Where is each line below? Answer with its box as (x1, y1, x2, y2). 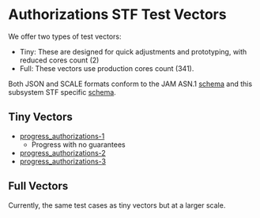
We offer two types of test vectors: (8, 32, 122, 41)
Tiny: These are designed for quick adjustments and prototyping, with (19, 47, 247, 56)
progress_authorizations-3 (19, 156, 107, 166)
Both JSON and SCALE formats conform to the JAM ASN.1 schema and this (8, 79, 253, 88)
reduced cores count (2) (19, 55, 100, 65)
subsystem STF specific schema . (8, 87, 116, 96)
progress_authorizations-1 (19, 131, 105, 141)
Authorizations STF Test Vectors (8, 6, 227, 24)
